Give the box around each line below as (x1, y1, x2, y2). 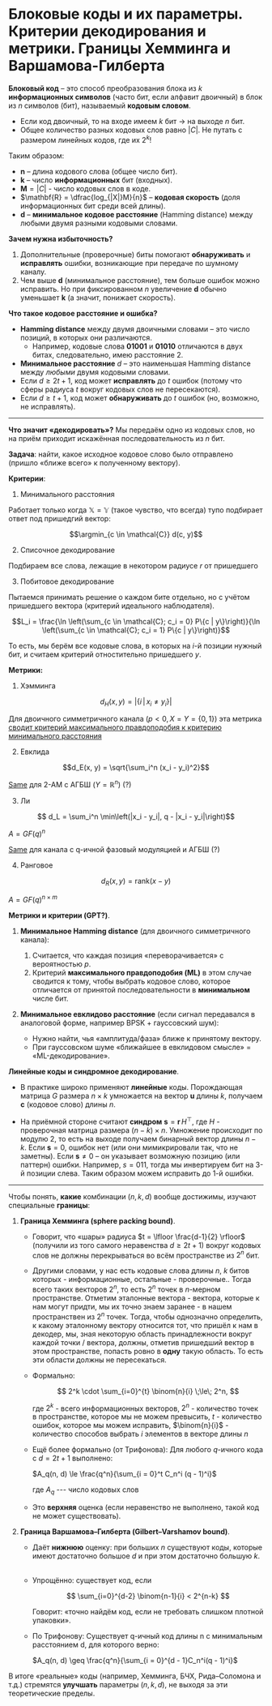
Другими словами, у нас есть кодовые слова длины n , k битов (32, 1266, 249, 1275)
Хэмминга (19, 680, 56, 690)
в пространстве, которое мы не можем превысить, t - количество (32, 1412, 262, 1421)
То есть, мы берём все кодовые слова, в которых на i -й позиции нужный (8, 641, 262, 650)
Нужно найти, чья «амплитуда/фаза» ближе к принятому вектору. (32, 1034, 261, 1044)
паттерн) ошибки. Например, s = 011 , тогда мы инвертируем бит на (19, 1159, 254, 1169)
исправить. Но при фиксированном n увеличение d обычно (19, 284, 227, 294)
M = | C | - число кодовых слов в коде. (19, 183, 151, 193)
